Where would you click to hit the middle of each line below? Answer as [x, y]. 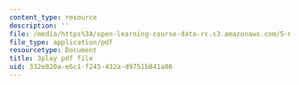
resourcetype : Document [53, 50]
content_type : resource [53, 17]
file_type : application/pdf [61, 42]
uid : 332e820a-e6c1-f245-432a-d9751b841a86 [91, 67]
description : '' [39, 26]
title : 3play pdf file [51, 58]
